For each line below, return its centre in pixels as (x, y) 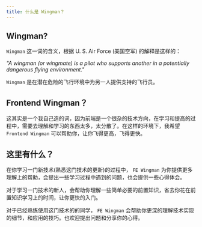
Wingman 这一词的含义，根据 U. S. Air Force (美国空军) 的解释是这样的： (94, 51)
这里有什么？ (30, 154)
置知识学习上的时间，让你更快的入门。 (54, 198)
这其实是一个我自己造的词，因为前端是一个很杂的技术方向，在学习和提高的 (98, 118)
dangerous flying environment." (45, 70)
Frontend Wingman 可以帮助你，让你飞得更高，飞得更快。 (76, 133)
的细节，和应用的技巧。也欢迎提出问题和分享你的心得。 (75, 218)
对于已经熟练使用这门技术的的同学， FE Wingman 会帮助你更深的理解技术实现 (100, 210)
